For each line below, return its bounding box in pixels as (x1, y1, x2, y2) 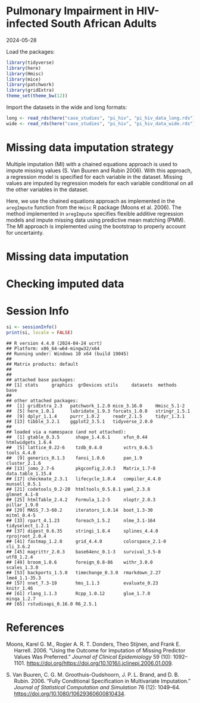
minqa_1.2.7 (6, 596, 36, 602)
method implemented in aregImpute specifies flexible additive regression (6, 210, 183, 217)
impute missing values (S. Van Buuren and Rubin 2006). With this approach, (6, 167, 192, 174)
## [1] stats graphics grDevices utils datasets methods (6, 382, 177, 388)
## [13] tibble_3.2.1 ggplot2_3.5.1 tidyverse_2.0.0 (6, 418, 153, 424)
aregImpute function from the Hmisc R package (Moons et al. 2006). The (6, 204, 182, 211)
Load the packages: (6, 48, 55, 55)
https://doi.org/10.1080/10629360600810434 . (14, 690, 126, 697)
